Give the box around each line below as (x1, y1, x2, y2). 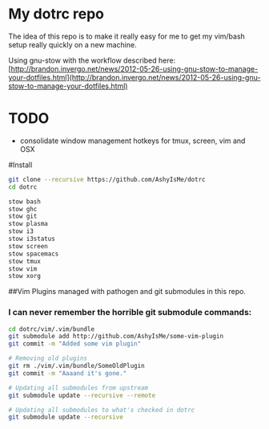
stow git (8, 212, 38, 221)
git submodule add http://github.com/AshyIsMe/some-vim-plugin (8, 333, 224, 341)
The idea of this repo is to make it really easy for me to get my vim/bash (8, 31, 246, 41)
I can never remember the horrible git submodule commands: (8, 307, 252, 318)
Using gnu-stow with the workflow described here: (8, 55, 176, 65)
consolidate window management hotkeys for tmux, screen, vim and (19, 136, 246, 145)
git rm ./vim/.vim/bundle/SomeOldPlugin (8, 362, 146, 370)
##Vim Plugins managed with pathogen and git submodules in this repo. (8, 287, 247, 296)
